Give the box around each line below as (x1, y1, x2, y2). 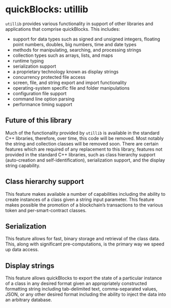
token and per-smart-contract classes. (5, 207, 87, 213)
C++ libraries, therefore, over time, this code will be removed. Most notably (5, 135, 164, 141)
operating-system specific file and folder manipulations (12, 85, 130, 91)
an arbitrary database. (5, 297, 52, 303)
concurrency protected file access (12, 74, 85, 80)
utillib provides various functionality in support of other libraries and (5, 20, 154, 27)
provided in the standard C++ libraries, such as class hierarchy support (5, 151, 156, 157)
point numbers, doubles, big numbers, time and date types (12, 41, 137, 47)
